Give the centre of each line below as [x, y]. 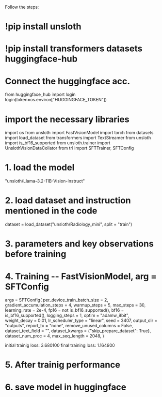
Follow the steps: [22, 7]
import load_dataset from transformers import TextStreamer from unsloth [78, 138]
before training [36, 254]
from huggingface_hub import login [40, 94]
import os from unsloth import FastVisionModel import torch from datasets [79, 133]
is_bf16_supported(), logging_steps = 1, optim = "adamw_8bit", [67, 315]
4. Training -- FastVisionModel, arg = [81, 276]
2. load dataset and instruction [68, 201]
